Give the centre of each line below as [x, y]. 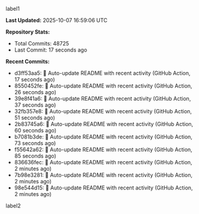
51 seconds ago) [34, 117]
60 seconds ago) [35, 130]
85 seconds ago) [35, 156]
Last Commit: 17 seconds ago [51, 50]
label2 [13, 206]
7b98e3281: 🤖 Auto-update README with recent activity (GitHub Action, [103, 175]
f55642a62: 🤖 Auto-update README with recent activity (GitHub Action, [103, 150]
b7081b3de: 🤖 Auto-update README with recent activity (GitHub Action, [103, 137]
